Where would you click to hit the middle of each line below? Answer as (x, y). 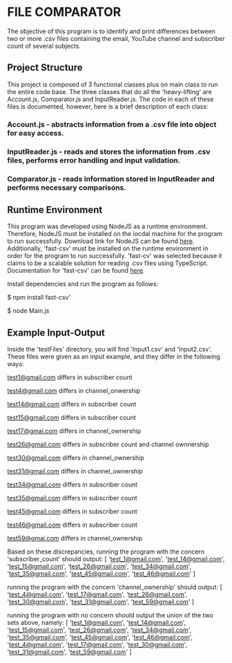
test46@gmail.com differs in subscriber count (72, 525)
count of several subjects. (44, 46)
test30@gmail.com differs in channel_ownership (76, 458)
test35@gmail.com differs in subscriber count (72, 498)
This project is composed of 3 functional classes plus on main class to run (113, 84)
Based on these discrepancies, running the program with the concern (106, 552)
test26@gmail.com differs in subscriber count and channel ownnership (108, 444)
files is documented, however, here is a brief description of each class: (108, 106)
